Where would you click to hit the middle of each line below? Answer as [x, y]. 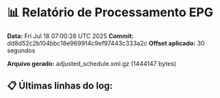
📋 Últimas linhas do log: [60, 86]
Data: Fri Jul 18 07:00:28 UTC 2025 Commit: [70, 36]
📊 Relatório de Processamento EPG [110, 13]
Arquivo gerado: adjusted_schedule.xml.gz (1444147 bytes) [92, 63]
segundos [21, 50]
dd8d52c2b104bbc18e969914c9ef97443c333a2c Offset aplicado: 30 [106, 43]
